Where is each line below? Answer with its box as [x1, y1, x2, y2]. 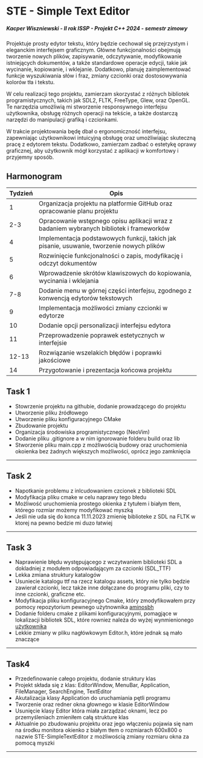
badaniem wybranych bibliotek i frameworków [39, 224, 170, 233]
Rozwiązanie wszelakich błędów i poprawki [39, 348, 162, 357]
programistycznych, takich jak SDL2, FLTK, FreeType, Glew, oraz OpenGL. [6, 97, 190, 104]
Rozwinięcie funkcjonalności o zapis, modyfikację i [39, 251, 183, 260]
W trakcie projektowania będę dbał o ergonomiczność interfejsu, [6, 128, 167, 135]
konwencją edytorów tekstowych [39, 294, 133, 302]
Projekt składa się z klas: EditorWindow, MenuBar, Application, [14, 682, 170, 689]
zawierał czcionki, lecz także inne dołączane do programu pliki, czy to [14, 584, 189, 591]
